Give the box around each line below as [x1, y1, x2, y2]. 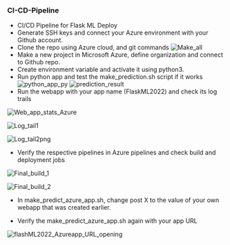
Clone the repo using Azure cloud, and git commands [17, 44, 169, 52]
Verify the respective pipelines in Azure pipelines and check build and [17, 148, 216, 157]
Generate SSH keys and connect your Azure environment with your [17, 28, 209, 37]
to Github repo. [17, 58, 61, 66]
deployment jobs [17, 156, 66, 164]
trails [17, 95, 32, 103]
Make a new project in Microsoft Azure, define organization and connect [17, 51, 223, 59]
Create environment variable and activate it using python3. [17, 65, 184, 74]
